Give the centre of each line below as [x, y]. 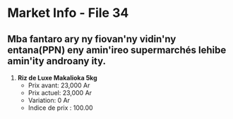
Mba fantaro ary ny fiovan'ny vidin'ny [92, 39]
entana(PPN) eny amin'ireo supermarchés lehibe [117, 50]
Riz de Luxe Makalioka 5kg [57, 78]
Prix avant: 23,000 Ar [59, 85]
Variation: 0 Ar [49, 100]
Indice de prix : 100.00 [60, 108]
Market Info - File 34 [68, 13]
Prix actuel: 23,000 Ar [60, 93]
